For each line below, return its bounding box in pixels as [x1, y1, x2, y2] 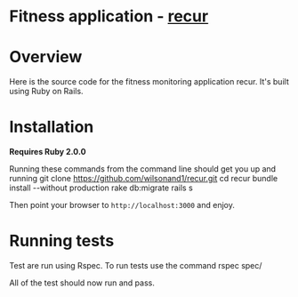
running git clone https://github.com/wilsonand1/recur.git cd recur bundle [9, 173, 278, 184]
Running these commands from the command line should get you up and [9, 164, 277, 174]
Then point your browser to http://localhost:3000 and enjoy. [9, 200, 236, 211]
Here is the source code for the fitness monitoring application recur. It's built [9, 76, 289, 87]
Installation [9, 117, 94, 137]
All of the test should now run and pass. [9, 277, 156, 288]
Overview [9, 47, 83, 68]
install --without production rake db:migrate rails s [9, 182, 193, 193]
